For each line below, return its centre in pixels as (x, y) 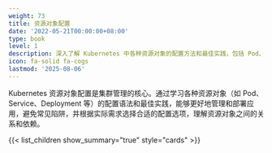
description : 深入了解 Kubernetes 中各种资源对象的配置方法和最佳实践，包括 (127, 54)
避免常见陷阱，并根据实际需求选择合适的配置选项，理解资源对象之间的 (140, 113)
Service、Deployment (45, 103)
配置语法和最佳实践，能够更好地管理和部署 (176, 103)
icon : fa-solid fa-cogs (49, 62)
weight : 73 (27, 16)
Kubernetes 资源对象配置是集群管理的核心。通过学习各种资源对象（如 (125, 93)
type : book (27, 39)
